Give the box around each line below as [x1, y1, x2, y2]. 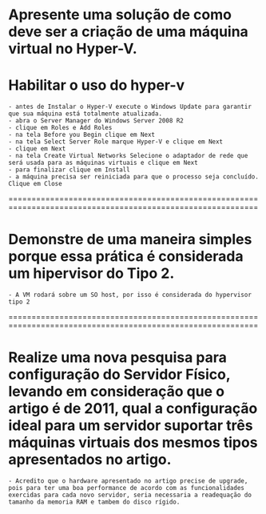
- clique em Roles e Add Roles [8, 124, 113, 132]
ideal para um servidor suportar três [8, 416, 253, 435]
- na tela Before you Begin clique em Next [8, 131, 156, 139]
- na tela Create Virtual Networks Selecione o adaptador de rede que [8, 152, 248, 160]
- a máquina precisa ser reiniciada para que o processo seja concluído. [8, 173, 260, 181]
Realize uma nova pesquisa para [8, 348, 228, 367]
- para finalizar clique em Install [8, 166, 130, 174]
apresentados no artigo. [8, 451, 172, 469]
